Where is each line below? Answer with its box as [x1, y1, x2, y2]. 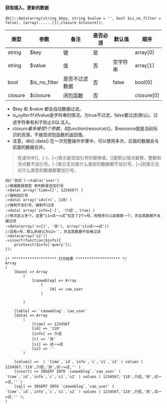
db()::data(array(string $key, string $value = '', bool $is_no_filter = [5, 16, 162, 21]
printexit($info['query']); [14, 242, 72, 247]
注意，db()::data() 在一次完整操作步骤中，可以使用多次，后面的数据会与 [12, 138, 159, 144]
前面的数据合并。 [12, 144, 48, 150]
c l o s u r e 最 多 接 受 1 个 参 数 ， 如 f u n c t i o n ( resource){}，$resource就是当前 [12, 126, 154, 132]
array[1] [135, 62, 155, 69]
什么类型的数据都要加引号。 [21, 167, 79, 173]
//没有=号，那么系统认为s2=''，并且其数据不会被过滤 [5, 229, 101, 234]
